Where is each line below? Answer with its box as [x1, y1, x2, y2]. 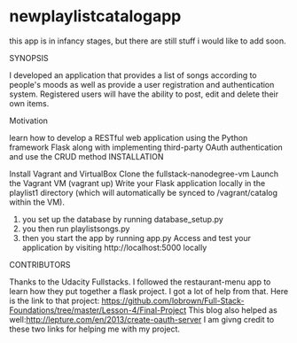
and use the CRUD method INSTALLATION [9, 151, 164, 161]
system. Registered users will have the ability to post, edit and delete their [9, 89, 279, 99]
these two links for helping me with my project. [9, 324, 180, 334]
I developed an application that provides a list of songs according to [9, 69, 257, 81]
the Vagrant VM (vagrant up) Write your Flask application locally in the [9, 177, 266, 188]
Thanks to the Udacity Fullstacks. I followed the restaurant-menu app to [9, 277, 271, 287]
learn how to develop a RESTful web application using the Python [9, 132, 248, 143]
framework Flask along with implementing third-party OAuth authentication [9, 142, 284, 152]
